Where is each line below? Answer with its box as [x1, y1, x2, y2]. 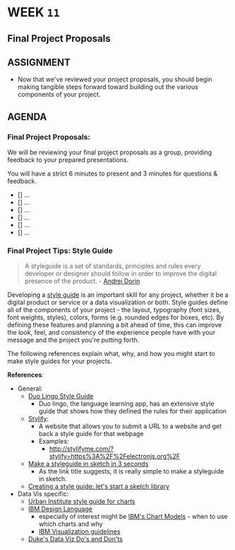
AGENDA [7, 110, 47, 122]
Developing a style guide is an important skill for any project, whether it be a [7, 291, 229, 299]
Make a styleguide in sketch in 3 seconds [28, 459, 149, 468]
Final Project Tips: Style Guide [7, 246, 113, 256]
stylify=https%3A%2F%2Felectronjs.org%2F [49, 452, 181, 461]
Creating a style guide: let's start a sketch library [28, 482, 169, 491]
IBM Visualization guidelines [38, 527, 121, 536]
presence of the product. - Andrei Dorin [24, 277, 140, 285]
